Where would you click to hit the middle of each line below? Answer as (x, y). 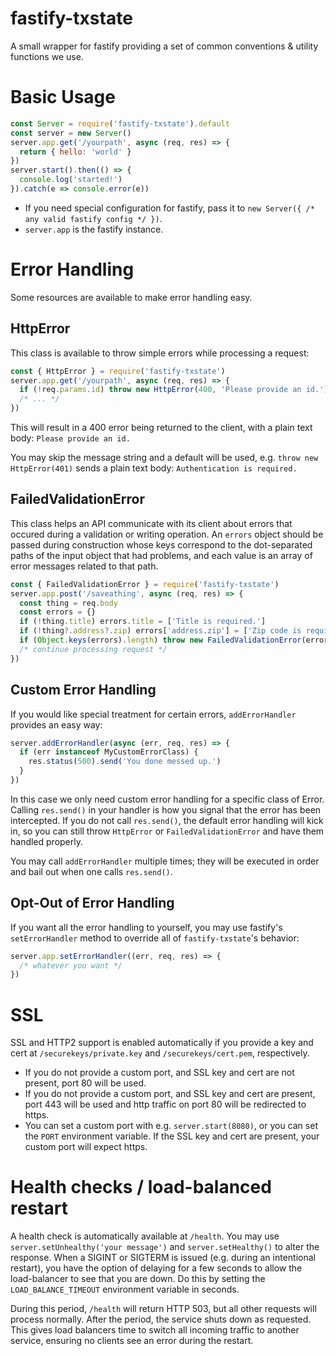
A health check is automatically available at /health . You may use (145, 1236)
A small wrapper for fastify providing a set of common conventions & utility (164, 46)
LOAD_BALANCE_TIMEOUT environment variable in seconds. (125, 1289)
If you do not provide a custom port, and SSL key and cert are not (159, 1073)
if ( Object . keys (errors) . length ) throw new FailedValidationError (160, 640)
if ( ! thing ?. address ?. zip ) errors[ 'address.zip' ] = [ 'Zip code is (160, 631)
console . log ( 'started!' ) (71, 180)
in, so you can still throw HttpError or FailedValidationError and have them (167, 831)
